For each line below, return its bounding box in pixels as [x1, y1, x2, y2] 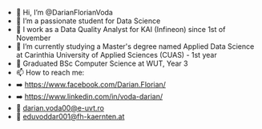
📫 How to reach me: [15, 68, 85, 77]
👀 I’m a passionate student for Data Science [15, 16, 161, 26]
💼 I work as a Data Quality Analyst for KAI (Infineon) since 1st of [15, 25, 226, 34]
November [15, 33, 51, 42]
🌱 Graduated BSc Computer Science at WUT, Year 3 [15, 58, 188, 68]
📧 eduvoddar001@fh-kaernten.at [15, 112, 125, 121]
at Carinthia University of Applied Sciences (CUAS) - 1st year [15, 50, 218, 59]
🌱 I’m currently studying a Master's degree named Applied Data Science [15, 42, 255, 51]
